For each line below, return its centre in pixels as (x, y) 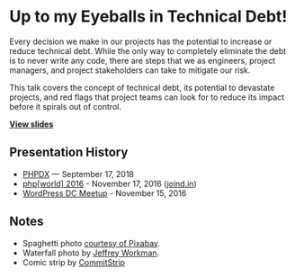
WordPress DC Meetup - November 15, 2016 (104, 193)
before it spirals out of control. (65, 106)
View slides (31, 124)
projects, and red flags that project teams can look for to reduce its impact (147, 97)
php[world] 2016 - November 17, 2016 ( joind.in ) (109, 183)
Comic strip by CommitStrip (74, 262)
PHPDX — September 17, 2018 (78, 174)
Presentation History (69, 152)
